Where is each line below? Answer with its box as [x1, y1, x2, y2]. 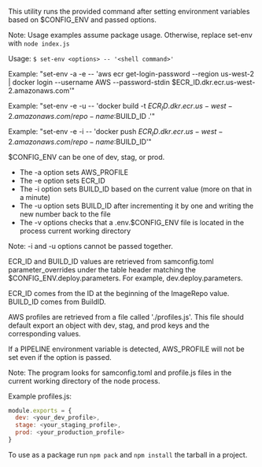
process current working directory [19, 226, 131, 235]
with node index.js [8, 39, 70, 48]
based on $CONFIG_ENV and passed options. [8, 15, 157, 24]
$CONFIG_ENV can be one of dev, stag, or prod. [8, 152, 165, 161]
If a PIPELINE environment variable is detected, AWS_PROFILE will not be [8, 344, 245, 354]
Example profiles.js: [8, 391, 72, 401]
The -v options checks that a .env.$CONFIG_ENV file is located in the [19, 217, 245, 227]
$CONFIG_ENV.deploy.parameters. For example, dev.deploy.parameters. [8, 273, 243, 283]
